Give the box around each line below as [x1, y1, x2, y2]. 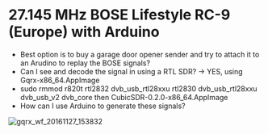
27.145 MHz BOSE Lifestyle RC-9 [8, 6, 231, 24]
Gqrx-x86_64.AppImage [19, 75, 100, 85]
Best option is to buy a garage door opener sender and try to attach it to [19, 49, 260, 59]
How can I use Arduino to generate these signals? [19, 101, 186, 111]
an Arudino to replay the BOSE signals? [19, 58, 151, 68]
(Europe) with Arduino [8, 23, 160, 41]
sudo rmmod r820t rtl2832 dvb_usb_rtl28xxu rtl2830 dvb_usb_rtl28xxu [19, 83, 258, 94]
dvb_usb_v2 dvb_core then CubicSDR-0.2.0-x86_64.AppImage [19, 92, 228, 102]
